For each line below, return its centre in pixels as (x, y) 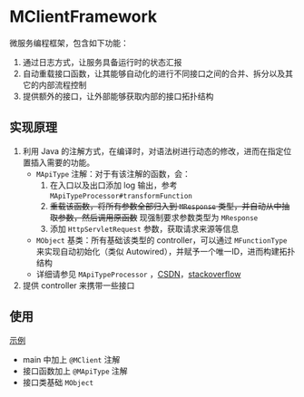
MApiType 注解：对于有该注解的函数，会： (113, 173)
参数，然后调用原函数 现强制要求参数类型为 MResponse (158, 217)
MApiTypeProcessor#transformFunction (121, 196)
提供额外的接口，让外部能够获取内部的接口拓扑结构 (118, 96)
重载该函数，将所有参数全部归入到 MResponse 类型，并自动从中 (166, 206)
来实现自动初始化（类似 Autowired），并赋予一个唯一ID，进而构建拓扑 (166, 251)
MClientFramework (83, 17)
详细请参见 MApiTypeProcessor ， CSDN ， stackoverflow (138, 274)
